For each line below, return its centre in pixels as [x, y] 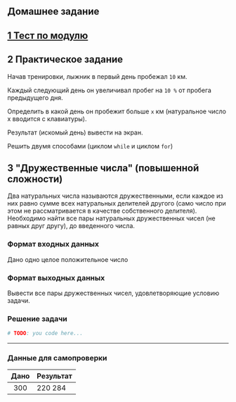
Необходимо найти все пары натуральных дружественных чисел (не [111, 218]
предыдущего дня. [35, 97]
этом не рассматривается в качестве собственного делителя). [102, 211]
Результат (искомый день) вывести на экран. [75, 132]
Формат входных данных [53, 244]
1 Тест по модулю [48, 36]
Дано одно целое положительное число [68, 259]
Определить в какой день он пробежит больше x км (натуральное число [117, 111]
